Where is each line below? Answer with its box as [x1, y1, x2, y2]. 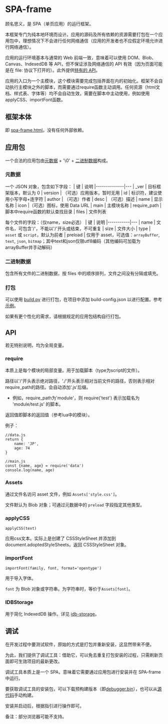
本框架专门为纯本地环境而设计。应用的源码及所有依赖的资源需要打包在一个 [5, 31, 158, 37]
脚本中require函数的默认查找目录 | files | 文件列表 [5, 208, 106, 214]
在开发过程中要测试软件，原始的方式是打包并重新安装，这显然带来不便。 [5, 641, 154, 647]
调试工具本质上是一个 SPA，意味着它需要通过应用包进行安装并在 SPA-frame [5, 669, 161, 675]
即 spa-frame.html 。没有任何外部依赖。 [5, 127, 86, 133]
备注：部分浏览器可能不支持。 [5, 713, 66, 719]
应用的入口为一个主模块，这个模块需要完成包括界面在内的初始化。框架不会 [5, 78, 158, 84]
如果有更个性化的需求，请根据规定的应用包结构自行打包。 [5, 314, 123, 320]
